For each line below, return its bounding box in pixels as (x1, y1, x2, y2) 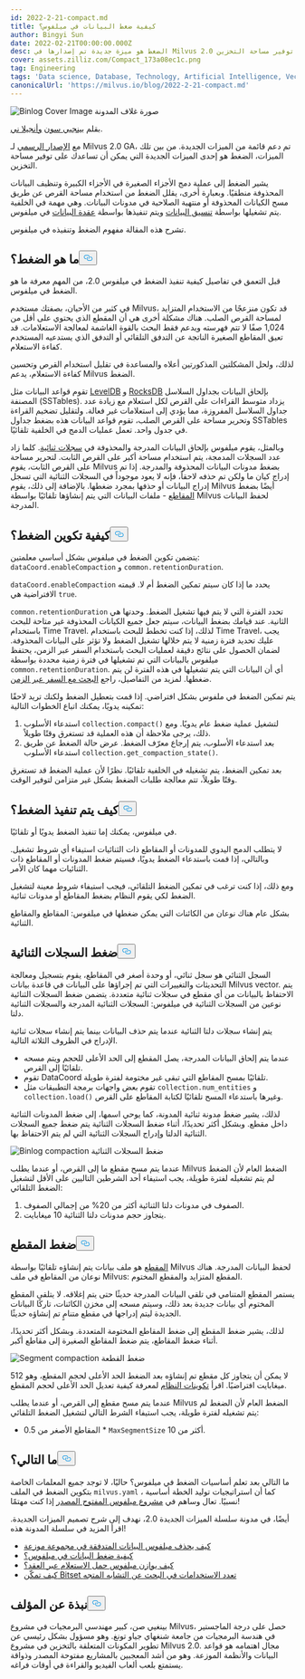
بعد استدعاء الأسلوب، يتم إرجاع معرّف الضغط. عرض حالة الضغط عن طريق (23, 737, 275, 748)
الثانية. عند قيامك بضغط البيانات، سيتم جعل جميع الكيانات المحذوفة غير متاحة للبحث (10, 616, 289, 627)
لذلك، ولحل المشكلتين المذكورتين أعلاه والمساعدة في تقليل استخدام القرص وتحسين (10, 359, 294, 369)
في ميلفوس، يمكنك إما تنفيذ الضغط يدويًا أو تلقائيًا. (10, 826, 177, 838)
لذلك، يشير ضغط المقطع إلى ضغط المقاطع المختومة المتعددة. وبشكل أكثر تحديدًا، (10, 1325, 284, 1336)
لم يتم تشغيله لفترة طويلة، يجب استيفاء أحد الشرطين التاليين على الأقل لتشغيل (10, 1172, 275, 1183)
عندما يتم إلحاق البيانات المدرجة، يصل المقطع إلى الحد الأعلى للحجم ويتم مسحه (23, 1052, 290, 1063)
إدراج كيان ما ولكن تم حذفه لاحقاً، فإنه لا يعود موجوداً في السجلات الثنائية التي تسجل (10, 471, 290, 482)
